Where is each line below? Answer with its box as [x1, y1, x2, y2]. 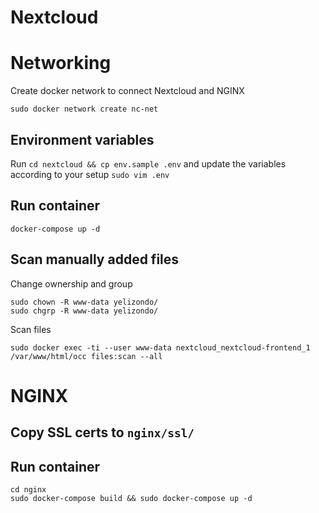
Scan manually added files [10, 251, 180, 268]
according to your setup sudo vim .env [10, 168, 170, 180]
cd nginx [10, 484, 47, 495]
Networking [10, 52, 112, 75]
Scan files [10, 323, 52, 335]
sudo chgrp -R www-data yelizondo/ [10, 306, 159, 316]
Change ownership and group [10, 277, 133, 290]
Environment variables [10, 131, 155, 148]
